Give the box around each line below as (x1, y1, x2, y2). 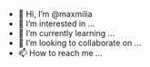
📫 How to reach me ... (17, 48, 103, 58)
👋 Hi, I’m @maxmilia (17, 9, 93, 19)
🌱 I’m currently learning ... (17, 28, 115, 38)
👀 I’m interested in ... (17, 18, 95, 29)
